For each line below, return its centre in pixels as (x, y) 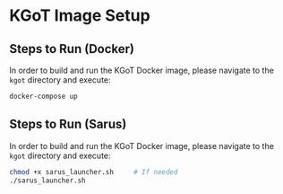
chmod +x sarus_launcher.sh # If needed (94, 172)
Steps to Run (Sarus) (68, 124)
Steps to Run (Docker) (72, 49)
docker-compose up (43, 96)
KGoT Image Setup (80, 16)
